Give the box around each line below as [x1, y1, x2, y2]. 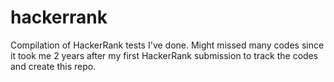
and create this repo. [10, 60, 97, 72]
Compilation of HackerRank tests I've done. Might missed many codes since [10, 39, 325, 51]
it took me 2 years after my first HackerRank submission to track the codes [10, 49, 319, 61]
